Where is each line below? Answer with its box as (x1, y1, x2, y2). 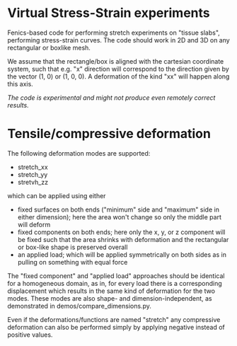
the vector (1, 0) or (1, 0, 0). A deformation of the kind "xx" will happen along (7, 72, 230, 81)
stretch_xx (17, 163, 48, 171)
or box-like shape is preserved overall (17, 243, 128, 251)
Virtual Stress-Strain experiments (7, 5, 210, 21)
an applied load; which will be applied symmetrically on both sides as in (17, 250, 226, 259)
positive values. (7, 330, 53, 339)
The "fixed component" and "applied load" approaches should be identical (7, 271, 225, 280)
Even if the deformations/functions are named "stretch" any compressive (7, 315, 221, 323)
